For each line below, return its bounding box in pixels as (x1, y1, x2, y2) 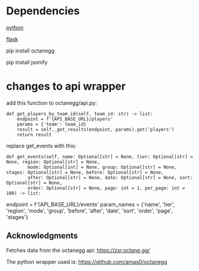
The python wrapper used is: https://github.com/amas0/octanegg (6, 258, 168, 265)
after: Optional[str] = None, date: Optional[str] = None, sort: (27, 174, 194, 180)
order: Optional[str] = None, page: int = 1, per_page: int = (27, 185, 185, 191)
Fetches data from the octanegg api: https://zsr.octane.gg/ (6, 247, 150, 254)
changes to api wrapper (6, 79, 126, 93)
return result (17, 131, 52, 138)
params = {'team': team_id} (17, 121, 86, 127)
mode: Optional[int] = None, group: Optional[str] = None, (27, 164, 178, 170)
